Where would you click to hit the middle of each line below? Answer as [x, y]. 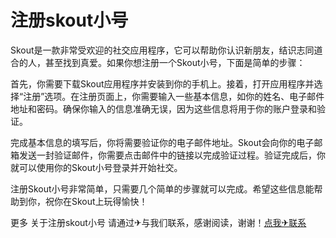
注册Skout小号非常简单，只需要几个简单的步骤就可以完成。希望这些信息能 [162, 188]
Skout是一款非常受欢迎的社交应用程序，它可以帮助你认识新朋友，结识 [153, 50]
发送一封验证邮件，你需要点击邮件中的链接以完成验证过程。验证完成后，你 [172, 155]
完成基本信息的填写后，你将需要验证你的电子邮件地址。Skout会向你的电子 [162, 142]
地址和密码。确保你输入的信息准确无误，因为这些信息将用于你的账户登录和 [163, 108]
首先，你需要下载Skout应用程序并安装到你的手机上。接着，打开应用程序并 [162, 83]
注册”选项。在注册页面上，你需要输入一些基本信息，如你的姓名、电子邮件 [174, 96]
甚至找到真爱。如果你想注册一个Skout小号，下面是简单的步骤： [175, 62]
